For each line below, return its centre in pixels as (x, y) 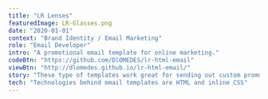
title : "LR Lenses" (41, 16)
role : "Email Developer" (49, 46)
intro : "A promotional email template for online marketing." (114, 53)
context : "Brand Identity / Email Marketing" (85, 38)
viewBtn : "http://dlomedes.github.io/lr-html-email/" (100, 68)
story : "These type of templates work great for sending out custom (124, 75)
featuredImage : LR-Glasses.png (60, 23)
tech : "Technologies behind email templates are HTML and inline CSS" (128, 82)
